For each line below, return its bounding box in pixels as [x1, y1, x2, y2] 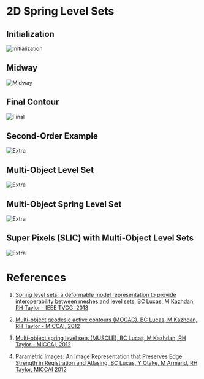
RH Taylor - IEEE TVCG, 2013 [15, 304, 89, 311]
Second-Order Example [6, 131, 98, 142]
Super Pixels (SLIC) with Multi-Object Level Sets [6, 233, 194, 243]
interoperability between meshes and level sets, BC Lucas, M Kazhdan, [15, 297, 195, 305]
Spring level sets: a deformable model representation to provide [15, 291, 176, 298]
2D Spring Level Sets [6, 4, 115, 18]
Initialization [6, 29, 55, 39]
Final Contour [6, 97, 59, 107]
